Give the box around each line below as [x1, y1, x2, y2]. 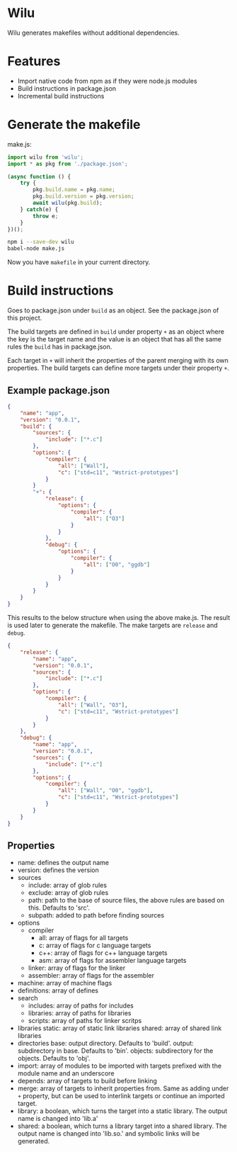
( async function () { [7, 173, 71, 180]
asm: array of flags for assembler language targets [38, 956, 187, 965]
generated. [17, 1137, 50, 1146]
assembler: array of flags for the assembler [28, 971, 154, 980]
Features [7, 53, 61, 69]
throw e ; [33, 213, 59, 220]
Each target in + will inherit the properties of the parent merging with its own [7, 356, 229, 365]
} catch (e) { [20, 205, 59, 213]
